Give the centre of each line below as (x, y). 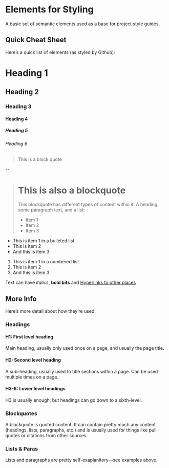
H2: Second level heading (33, 360)
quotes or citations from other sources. (47, 435)
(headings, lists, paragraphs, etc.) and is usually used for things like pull (81, 430)
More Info (21, 299)
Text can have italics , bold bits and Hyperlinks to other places (71, 283)
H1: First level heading (29, 337)
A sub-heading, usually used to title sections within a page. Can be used (82, 371)
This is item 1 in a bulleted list (44, 241)
